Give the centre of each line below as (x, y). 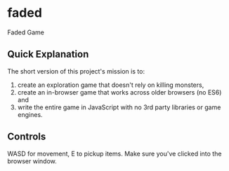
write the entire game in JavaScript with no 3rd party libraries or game (119, 107)
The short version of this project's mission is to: (76, 71)
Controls (27, 137)
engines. (30, 114)
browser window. (32, 161)
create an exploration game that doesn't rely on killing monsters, (111, 85)
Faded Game (26, 32)
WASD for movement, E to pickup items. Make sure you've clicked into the (115, 153)
